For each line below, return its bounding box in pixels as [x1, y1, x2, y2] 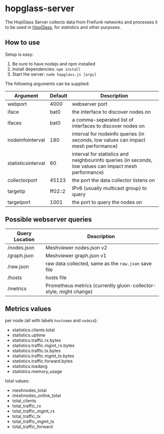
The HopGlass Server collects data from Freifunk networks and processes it [5, 19, 158, 25]
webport [7, 101, 27, 107]
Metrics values [5, 305, 51, 313]
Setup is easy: [5, 51, 34, 57]
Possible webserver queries [5, 215, 92, 224]
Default [49, 92, 67, 99]
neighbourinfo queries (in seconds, [72, 157, 153, 164]
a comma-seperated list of [72, 116, 134, 123]
